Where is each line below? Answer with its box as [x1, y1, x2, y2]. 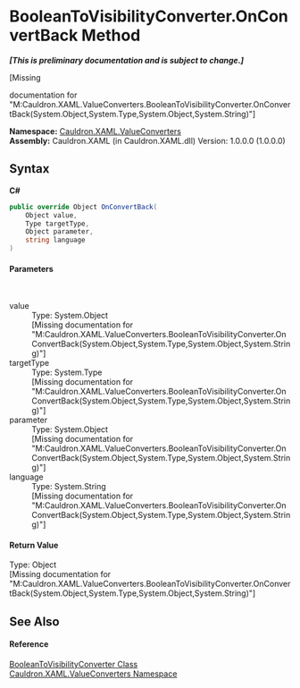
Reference [9, 639, 49, 650]
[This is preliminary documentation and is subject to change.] [9, 55, 244, 65]
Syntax [9, 161, 50, 176]
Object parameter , [25, 227, 94, 236]
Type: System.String [31, 481, 107, 492]
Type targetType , [25, 219, 90, 228]
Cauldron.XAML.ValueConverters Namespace [9, 668, 178, 679]
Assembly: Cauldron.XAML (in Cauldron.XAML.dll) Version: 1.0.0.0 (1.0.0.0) [9, 135, 286, 146]
